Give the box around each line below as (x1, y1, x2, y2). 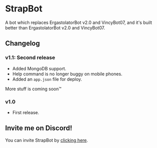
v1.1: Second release (5, 54, 56, 61)
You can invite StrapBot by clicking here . (5, 137, 88, 143)
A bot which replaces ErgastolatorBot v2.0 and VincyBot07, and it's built (5, 19, 153, 25)
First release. (12, 109, 39, 115)
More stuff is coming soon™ (5, 86, 62, 92)
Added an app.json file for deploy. (12, 76, 82, 82)
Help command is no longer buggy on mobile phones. (12, 71, 123, 77)
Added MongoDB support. (12, 65, 67, 71)
